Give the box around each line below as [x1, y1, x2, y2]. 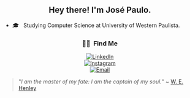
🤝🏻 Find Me [82, 39, 118, 48]
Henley [18, 85, 37, 92]
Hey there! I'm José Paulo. [48, 5, 151, 15]
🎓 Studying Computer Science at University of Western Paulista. [12, 21, 180, 29]
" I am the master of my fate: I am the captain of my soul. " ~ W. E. [18, 78, 184, 85]
